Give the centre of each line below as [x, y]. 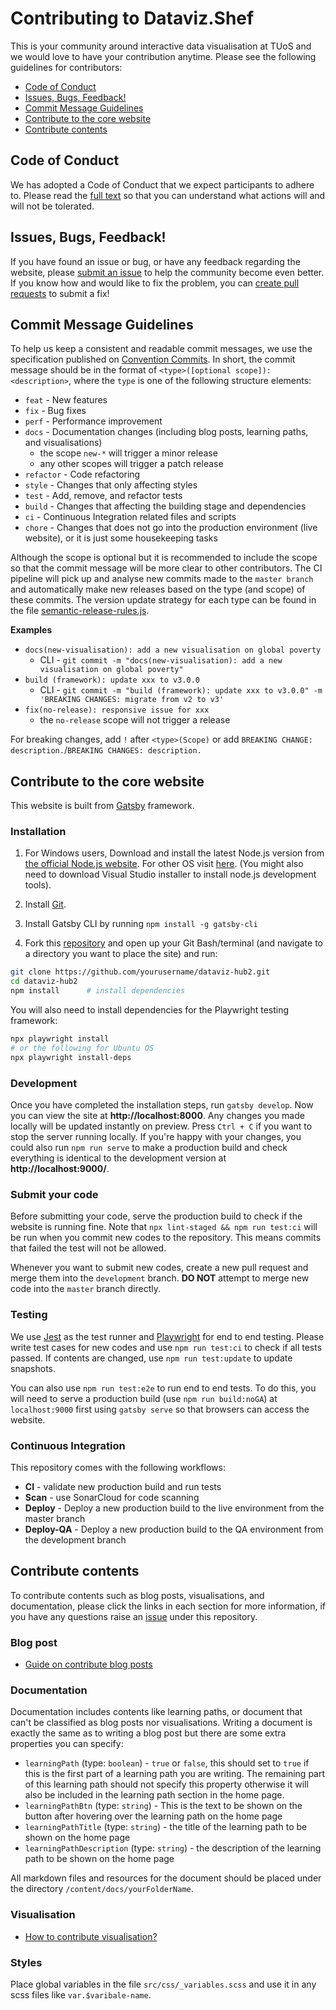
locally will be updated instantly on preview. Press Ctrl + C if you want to [161, 1126]
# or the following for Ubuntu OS [82, 1048]
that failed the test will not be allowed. [88, 1248]
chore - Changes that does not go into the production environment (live [171, 528]
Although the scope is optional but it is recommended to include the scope [164, 558]
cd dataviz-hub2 [44, 982]
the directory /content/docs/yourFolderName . [102, 1889]
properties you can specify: [67, 1744]
